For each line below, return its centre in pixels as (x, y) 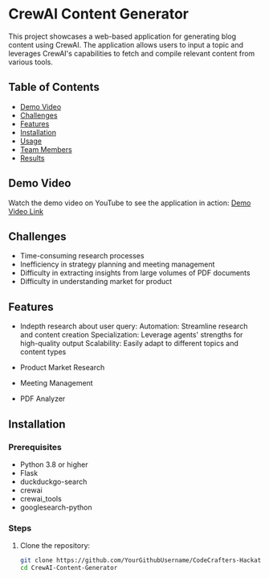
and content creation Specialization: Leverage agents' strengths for (131, 335)
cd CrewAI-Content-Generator (69, 568)
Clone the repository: (55, 546)
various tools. (31, 62)
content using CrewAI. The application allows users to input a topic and (126, 44)
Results (32, 158)
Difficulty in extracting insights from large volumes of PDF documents (135, 273)
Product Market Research (62, 368)
